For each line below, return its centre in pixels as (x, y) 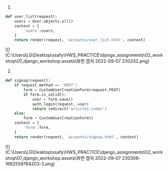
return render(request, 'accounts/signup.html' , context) (76, 137)
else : (20, 113)
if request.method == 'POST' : (46, 85)
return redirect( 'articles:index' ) (70, 109)
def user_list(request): (31, 17)
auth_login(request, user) (61, 104)
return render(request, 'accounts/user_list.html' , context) (80, 40)
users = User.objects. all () (44, 21)
